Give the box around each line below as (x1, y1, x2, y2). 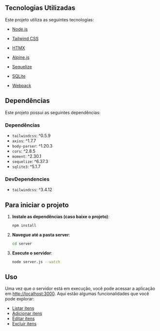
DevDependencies (5, 176, 50, 182)
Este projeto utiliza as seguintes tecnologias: (5, 17, 94, 22)
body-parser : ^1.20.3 (12, 143, 53, 149)
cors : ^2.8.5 (12, 148, 35, 154)
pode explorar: (5, 296, 34, 302)
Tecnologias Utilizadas (5, 4, 76, 12)
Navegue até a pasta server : (12, 232, 70, 237)
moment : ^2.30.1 (12, 153, 42, 159)
